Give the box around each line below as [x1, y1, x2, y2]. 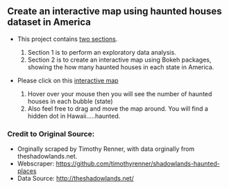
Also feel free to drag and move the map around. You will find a [27, 104, 208, 113]
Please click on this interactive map [17, 76, 119, 84]
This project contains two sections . [17, 35, 118, 43]
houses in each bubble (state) [27, 97, 113, 105]
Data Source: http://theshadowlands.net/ [17, 174, 134, 183]
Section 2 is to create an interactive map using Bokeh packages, [27, 55, 212, 64]
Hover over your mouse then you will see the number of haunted [27, 89, 212, 98]
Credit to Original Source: [7, 129, 95, 138]
